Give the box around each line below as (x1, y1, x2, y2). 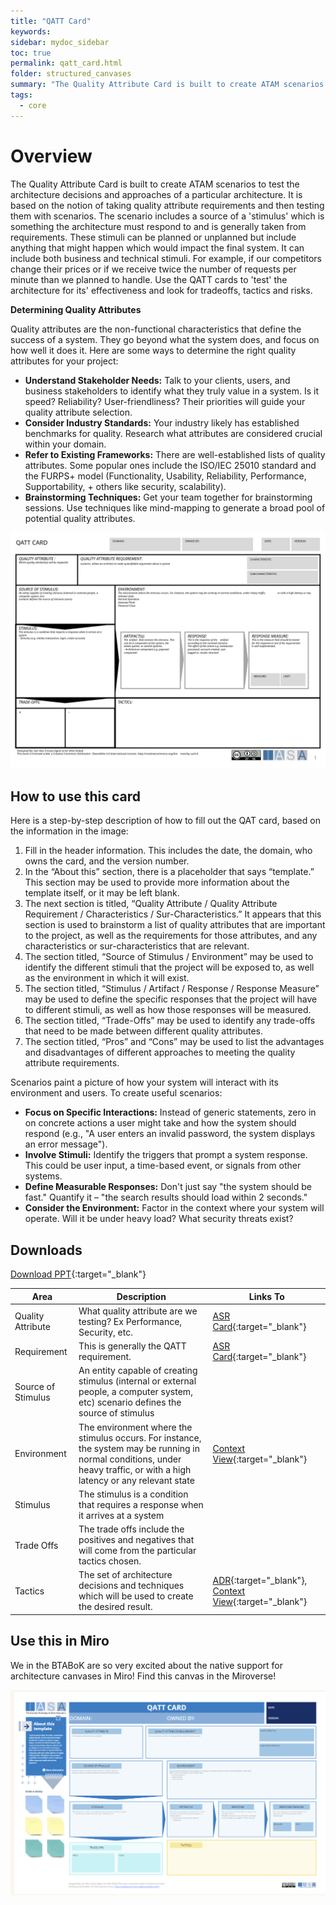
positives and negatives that (78, 1534, 195, 1546)
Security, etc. (78, 1326, 133, 1338)
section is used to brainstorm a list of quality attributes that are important (24, 919, 326, 931)
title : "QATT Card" (10, 16, 92, 26)
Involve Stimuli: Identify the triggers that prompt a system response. (24, 1149, 308, 1161)
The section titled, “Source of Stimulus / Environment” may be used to (24, 951, 314, 963)
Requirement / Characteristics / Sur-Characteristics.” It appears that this (24, 908, 322, 920)
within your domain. (24, 438, 107, 450)
